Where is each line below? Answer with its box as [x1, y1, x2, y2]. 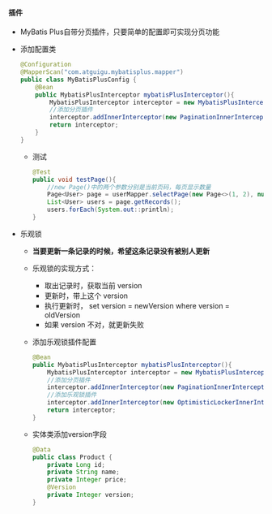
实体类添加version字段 [32, 429, 108, 438]
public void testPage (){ [32, 175, 117, 184]
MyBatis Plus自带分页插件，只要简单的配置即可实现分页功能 [19, 27, 220, 37]
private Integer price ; [47, 476, 127, 484]
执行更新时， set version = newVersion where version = [44, 300, 231, 310]
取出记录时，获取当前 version [44, 280, 142, 290]
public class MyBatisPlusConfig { [19, 76, 137, 84]
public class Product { [32, 453, 113, 461]
